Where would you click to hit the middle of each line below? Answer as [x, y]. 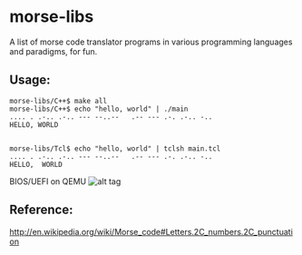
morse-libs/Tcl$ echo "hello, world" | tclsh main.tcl [115, 148]
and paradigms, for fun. [54, 51]
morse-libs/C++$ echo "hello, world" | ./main [99, 109]
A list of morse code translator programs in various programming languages [151, 42]
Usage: [30, 80]
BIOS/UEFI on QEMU [48, 181]
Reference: [41, 210]
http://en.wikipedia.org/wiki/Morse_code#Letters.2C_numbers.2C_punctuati [151, 231]
